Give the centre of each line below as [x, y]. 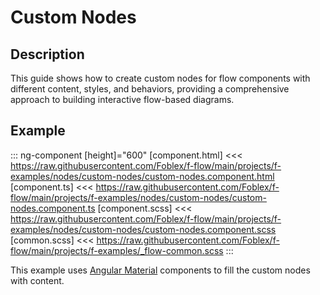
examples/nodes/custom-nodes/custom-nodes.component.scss [143, 229]
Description [47, 54]
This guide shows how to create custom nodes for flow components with [160, 78]
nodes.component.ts [53, 208]
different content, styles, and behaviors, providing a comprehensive [150, 89]
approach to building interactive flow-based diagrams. [122, 99]
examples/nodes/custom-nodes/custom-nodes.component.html [142, 176]
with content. [37, 280]
